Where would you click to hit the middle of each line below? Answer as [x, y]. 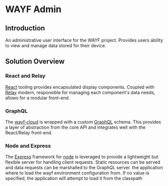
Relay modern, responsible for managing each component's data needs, [80, 92]
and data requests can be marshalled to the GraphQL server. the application [84, 168]
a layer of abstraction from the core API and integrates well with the [75, 127]
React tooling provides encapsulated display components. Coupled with [80, 87]
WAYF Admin [33, 9]
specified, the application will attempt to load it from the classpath [74, 178]
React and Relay [25, 76]
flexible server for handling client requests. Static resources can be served [83, 162]
